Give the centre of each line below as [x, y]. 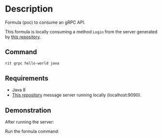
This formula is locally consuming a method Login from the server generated [81, 31]
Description [29, 9]
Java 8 [19, 90]
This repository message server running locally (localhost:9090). [77, 95]
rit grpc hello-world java [32, 63]
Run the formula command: [32, 131]
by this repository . [23, 37]
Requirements [27, 78]
